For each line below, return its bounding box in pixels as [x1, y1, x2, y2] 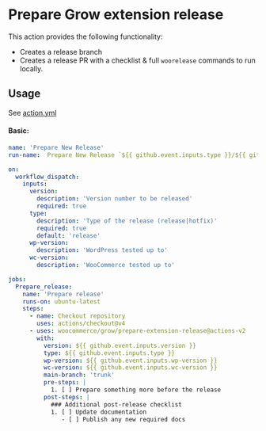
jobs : [8, 275, 26, 283]
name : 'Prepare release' [22, 290, 104, 298]
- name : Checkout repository [28, 312, 126, 320]
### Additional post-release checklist [50, 400, 182, 409]
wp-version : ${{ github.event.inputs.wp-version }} [43, 357, 218, 364]
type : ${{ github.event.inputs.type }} [43, 349, 176, 357]
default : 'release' [36, 231, 101, 239]
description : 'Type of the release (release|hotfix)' [36, 216, 218, 225]
